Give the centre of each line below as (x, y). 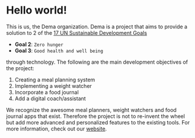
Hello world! (36, 10)
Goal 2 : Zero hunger (39, 44)
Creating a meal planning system (55, 80)
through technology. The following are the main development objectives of (97, 62)
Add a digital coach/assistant (50, 98)
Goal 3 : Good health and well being (59, 50)
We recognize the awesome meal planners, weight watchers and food (91, 110)
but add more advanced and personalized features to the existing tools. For (98, 122)
